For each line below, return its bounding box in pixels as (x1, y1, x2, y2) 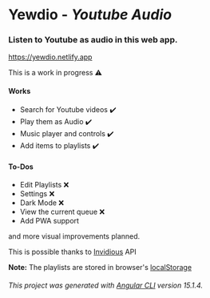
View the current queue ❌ (19, 207, 105, 216)
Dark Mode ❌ (19, 198, 65, 207)
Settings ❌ (19, 188, 55, 198)
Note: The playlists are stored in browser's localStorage (8, 262, 192, 272)
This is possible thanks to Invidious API (8, 247, 137, 256)
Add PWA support (19, 215, 80, 225)
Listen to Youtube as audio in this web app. (8, 34, 178, 46)
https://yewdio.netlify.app (8, 52, 93, 62)
